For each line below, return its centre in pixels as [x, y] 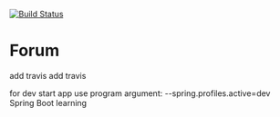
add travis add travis [48, 75]
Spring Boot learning [48, 102]
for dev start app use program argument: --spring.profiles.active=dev [140, 93]
